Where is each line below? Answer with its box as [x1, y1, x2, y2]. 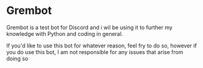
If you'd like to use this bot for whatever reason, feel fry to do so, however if [6, 42, 197, 49]
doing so [6, 55, 29, 62]
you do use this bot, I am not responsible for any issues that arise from [6, 48, 183, 55]
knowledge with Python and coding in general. [6, 30, 123, 37]
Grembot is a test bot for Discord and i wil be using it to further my [6, 24, 173, 31]
